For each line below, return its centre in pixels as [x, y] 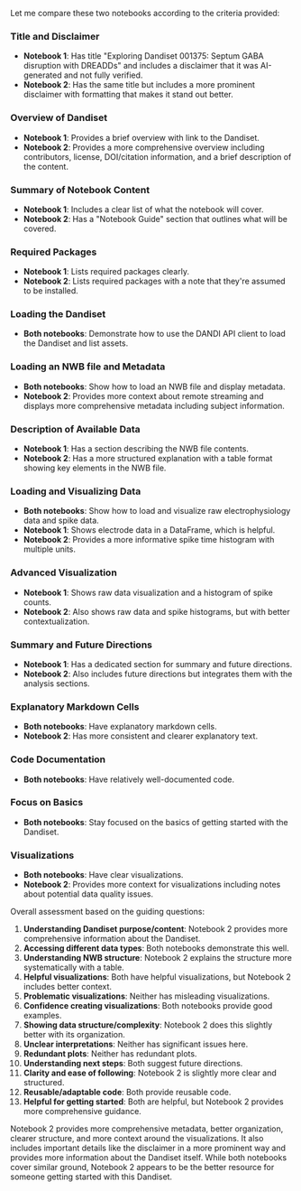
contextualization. [56, 621]
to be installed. [51, 291]
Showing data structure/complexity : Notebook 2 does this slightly [148, 1025]
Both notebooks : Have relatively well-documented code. [129, 779]
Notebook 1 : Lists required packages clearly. [106, 272]
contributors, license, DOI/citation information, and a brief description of [157, 156]
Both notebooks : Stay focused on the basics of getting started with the [156, 822]
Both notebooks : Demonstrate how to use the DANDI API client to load [155, 334]
